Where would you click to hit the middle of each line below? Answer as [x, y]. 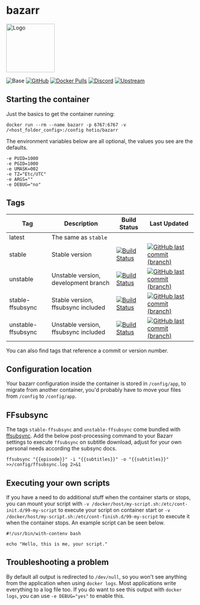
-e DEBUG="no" [24, 185]
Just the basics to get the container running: [60, 113]
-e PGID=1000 [22, 164]
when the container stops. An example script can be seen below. [85, 523]
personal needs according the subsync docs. [62, 449]
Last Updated [169, 223]
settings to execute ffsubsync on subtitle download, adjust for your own [94, 442]
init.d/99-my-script [32, 511]
